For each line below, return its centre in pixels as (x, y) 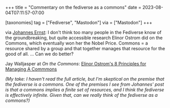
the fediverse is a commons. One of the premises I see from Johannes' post (85, 84)
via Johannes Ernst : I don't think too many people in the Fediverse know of (83, 32)
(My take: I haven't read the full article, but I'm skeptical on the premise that (85, 79)
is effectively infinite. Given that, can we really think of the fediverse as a (82, 95)
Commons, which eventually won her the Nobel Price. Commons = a (77, 43)
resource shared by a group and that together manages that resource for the (85, 48)
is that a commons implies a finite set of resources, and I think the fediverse (85, 90)
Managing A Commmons (31, 69)
